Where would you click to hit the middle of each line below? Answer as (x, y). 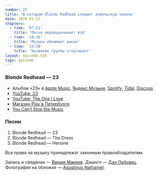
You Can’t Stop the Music (38, 109)
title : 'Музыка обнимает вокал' (47, 42)
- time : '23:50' (26, 46)
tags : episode (20, 60)
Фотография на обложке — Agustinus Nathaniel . (55, 167)
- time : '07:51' (26, 28)
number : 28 (16, 10)
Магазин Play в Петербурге (41, 104)
